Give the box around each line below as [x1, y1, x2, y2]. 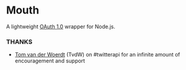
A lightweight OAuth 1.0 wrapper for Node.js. [6, 23, 116, 30]
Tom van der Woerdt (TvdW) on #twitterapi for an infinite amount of [14, 51, 180, 58]
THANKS [6, 38, 33, 46]
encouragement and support [14, 57, 85, 65]
